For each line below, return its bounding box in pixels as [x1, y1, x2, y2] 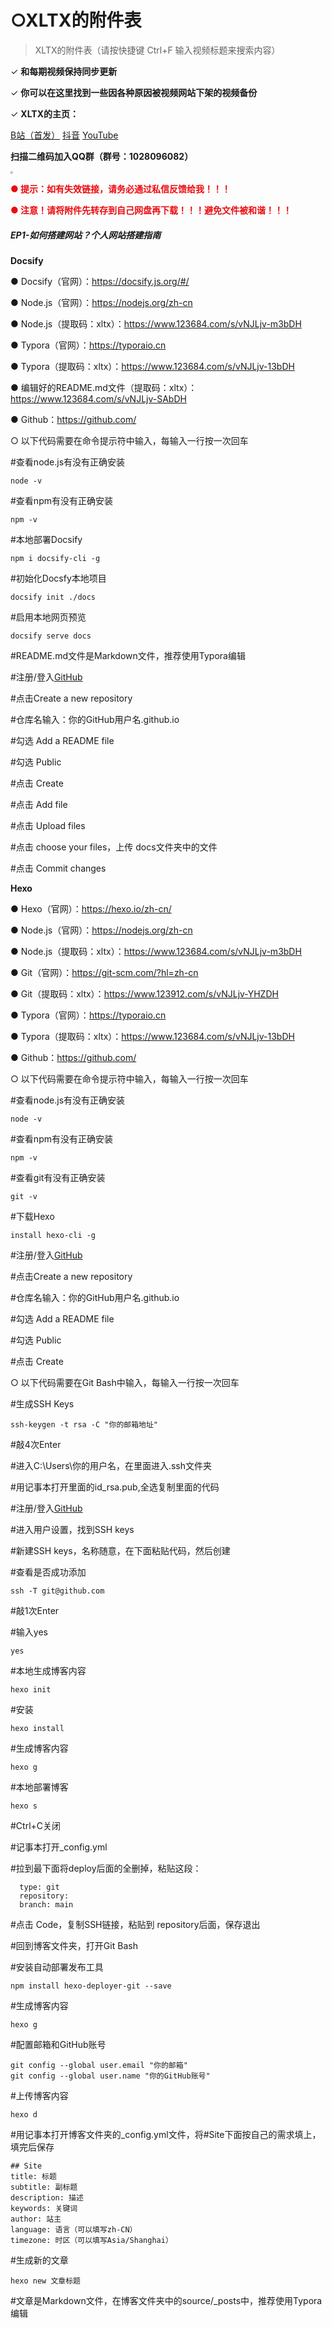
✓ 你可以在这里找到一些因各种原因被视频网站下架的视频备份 [10, 86, 258, 98]
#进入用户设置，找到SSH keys [10, 1523, 135, 1535]
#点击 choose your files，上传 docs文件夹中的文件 [10, 841, 218, 853]
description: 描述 [10, 2192, 84, 2203]
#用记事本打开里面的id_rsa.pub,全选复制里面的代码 [10, 1481, 220, 1493]
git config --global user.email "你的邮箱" [10, 2060, 188, 2070]
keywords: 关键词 [10, 2203, 78, 2213]
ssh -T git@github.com [10, 1586, 105, 1596]
